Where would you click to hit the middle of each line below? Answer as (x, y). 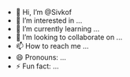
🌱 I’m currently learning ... (58, 29)
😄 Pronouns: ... (41, 57)
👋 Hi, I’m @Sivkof (44, 12)
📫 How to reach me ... (52, 46)
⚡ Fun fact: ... (37, 66)
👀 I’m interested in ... (49, 20)
